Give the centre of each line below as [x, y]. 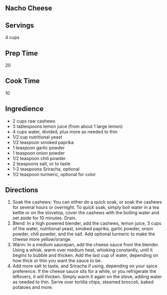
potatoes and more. [33, 287]
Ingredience [25, 109]
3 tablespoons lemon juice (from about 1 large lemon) [67, 126]
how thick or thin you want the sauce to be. [57, 261]
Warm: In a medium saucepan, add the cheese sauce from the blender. [86, 245]
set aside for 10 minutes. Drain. [44, 218]
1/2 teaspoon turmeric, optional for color [54, 174]
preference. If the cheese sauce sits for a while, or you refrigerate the [84, 271]
